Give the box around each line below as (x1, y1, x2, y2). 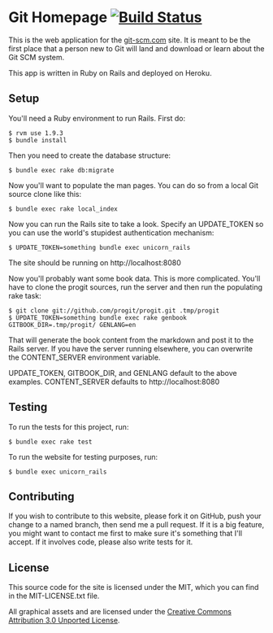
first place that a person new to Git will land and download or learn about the (8, 43, 265, 53)
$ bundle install (8, 136, 67, 144)
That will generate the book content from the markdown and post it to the (8, 334, 254, 345)
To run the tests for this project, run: (8, 421, 129, 431)
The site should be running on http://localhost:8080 (8, 257, 181, 268)
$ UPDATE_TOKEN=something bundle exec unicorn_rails (8, 243, 191, 251)
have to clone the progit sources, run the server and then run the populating (8, 282, 262, 292)
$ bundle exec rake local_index (8, 204, 118, 213)
